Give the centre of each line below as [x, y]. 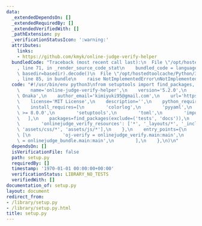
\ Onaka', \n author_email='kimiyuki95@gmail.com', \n [89, 96]
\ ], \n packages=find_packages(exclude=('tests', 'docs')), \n [103, 118]
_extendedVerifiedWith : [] [45, 29]
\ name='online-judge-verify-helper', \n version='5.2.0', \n [102, 90]
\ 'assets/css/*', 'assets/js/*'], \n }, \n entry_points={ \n [102, 130]
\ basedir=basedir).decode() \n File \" [68, 74]
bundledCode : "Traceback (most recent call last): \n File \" [91, 62]
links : [25, 51]
